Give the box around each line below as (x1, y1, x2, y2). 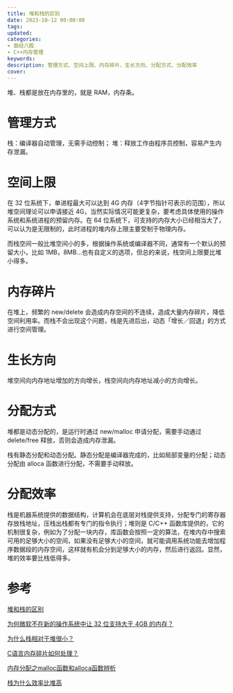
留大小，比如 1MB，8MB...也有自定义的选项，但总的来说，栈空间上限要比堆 (7, 248, 222, 256)
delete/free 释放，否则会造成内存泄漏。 (7, 436, 120, 444)
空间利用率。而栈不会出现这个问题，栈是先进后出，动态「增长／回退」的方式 (7, 317, 226, 325)
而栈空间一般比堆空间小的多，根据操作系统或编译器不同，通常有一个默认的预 (7, 240, 226, 248)
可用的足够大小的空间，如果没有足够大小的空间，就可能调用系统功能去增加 (7, 536, 220, 545)
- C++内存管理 (7, 49, 44, 56)
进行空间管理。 (7, 325, 50, 333)
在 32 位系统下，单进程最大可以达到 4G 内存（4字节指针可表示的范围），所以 (7, 199, 225, 207)
